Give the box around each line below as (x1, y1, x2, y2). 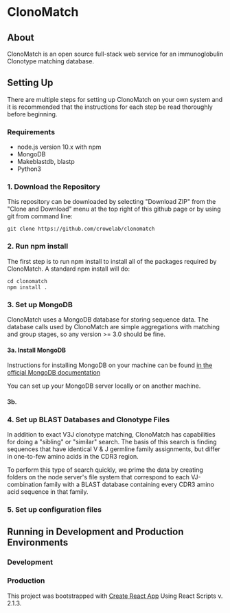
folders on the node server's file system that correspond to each (7, 473, 190, 481)
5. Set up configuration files (7, 505, 102, 515)
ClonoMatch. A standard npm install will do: (7, 264, 130, 273)
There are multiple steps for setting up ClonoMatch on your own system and (7, 95, 223, 103)
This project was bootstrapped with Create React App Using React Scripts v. (7, 592, 223, 600)
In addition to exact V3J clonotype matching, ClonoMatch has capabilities (7, 430, 216, 439)
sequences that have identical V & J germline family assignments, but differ (7, 445, 221, 453)
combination (7, 480, 43, 489)
